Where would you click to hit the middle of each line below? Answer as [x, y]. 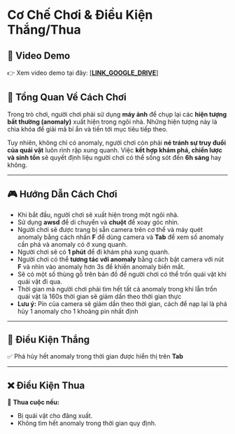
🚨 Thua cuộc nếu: [33, 403]
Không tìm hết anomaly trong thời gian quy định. [87, 424]
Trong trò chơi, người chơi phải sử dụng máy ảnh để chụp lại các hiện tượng [117, 114]
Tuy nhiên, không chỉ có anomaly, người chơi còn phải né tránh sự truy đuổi [116, 143]
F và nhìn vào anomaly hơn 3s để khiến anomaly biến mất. [101, 266]
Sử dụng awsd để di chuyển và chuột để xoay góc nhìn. [98, 222]
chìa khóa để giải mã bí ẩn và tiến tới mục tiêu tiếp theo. [87, 129]
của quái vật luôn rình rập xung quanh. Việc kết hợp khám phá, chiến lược [115, 150]
